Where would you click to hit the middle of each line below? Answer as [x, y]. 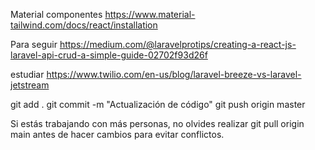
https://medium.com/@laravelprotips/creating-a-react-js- [178, 44]
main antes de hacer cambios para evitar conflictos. [117, 134]
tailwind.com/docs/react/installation [84, 25]
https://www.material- [150, 14]
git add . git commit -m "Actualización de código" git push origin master [158, 104]
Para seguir [34, 44]
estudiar [27, 74]
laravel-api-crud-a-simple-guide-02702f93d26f [109, 55]
